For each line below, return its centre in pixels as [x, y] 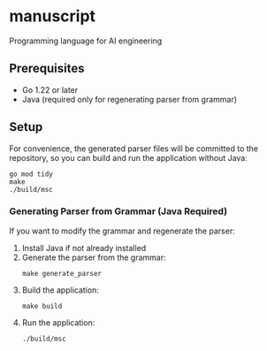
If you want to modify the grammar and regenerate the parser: [122, 231]
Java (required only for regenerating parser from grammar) [129, 99]
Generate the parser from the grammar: [94, 257]
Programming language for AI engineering [86, 41]
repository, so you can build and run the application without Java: [128, 157]
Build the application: [60, 290]
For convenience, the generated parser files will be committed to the [134, 149]
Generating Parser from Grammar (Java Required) [118, 211]
